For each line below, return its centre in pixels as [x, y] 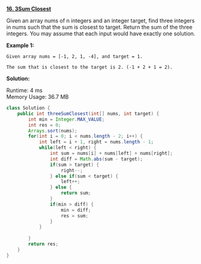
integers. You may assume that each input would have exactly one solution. [101, 34]
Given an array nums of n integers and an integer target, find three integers [100, 20]
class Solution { [28, 108]
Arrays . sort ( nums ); [53, 130]
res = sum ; [74, 216]
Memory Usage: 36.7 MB [37, 97]
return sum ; [76, 193]
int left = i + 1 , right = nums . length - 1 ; [96, 142]
